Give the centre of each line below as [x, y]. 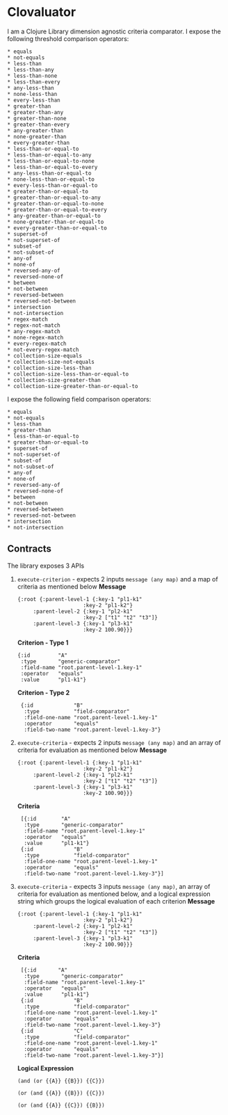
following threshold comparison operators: [68, 38]
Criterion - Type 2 [43, 692]
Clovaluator [42, 12]
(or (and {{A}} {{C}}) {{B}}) [61, 1105]
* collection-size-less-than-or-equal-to [68, 374]
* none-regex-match [35, 337]
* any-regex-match [34, 331]
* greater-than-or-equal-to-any [54, 198]
